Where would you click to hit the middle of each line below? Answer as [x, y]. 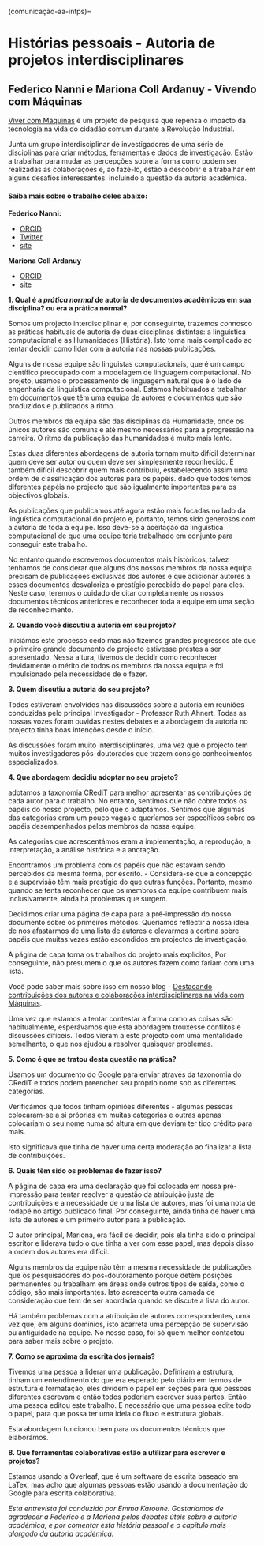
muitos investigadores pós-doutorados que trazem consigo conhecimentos [130, 754]
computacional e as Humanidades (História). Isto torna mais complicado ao [130, 340]
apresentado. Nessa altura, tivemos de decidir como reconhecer [113, 657]
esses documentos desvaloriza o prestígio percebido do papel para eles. [126, 585]
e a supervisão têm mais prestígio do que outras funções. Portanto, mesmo [130, 882]
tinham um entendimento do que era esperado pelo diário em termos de [125, 1380]
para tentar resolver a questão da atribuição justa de [129, 1194]
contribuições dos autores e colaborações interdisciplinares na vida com [126, 995]
